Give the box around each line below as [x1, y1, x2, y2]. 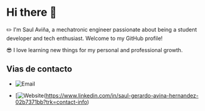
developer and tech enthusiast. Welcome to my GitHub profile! [6, 35, 163, 42]
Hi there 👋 [6, 5, 57, 19]
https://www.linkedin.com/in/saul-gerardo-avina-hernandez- [45, 92, 199, 99]
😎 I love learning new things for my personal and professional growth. [6, 46, 183, 53]
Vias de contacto [6, 64, 73, 75]
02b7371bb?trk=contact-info [15, 98, 87, 106]
